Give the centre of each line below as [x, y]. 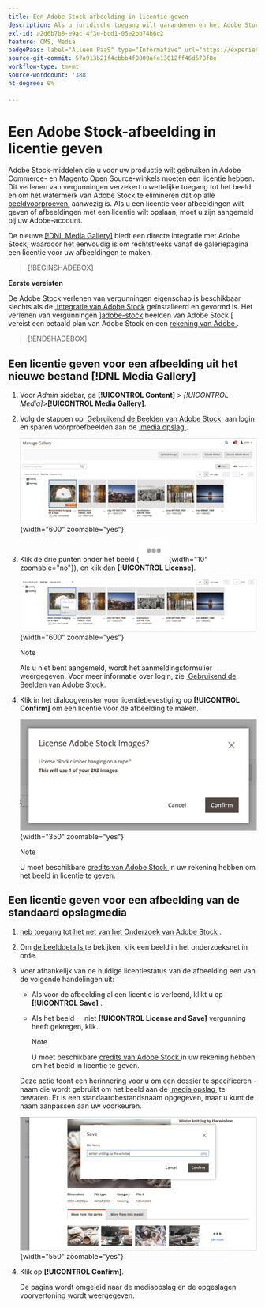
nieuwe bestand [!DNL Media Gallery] [102, 376]
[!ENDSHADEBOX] [57, 339]
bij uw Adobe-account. [45, 220]
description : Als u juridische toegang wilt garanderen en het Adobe [125, 25]
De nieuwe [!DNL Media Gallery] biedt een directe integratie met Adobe [124, 236]
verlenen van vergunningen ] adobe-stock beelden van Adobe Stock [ [121, 315]
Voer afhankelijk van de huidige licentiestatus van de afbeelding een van [137, 970]
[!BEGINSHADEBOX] [60, 268]
